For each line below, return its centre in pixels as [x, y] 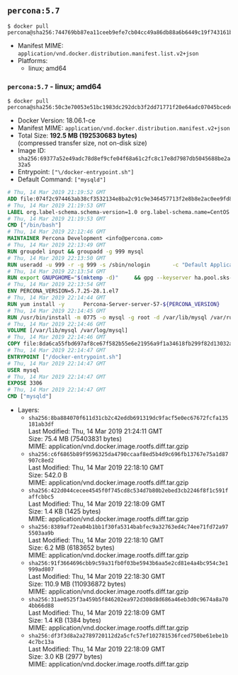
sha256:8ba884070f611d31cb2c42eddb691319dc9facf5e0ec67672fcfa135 [128, 418]
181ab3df [41, 424]
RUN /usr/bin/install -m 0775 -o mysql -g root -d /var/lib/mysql [107, 317]
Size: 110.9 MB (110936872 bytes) [77, 584]
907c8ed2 [41, 461]
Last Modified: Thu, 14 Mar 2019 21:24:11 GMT [95, 431]
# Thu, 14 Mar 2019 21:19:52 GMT [57, 193]
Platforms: [33, 60]
